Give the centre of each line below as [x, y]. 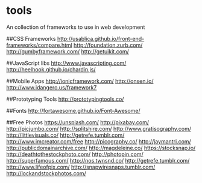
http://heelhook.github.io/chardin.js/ [51, 69]
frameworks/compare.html [39, 45]
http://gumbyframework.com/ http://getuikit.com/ [68, 51]
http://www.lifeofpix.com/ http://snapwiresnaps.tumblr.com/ [81, 167]
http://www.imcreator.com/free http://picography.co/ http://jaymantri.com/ [99, 141]
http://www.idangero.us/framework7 [52, 87]
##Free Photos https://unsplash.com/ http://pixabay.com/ [78, 122]
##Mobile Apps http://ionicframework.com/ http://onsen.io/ [80, 81]
